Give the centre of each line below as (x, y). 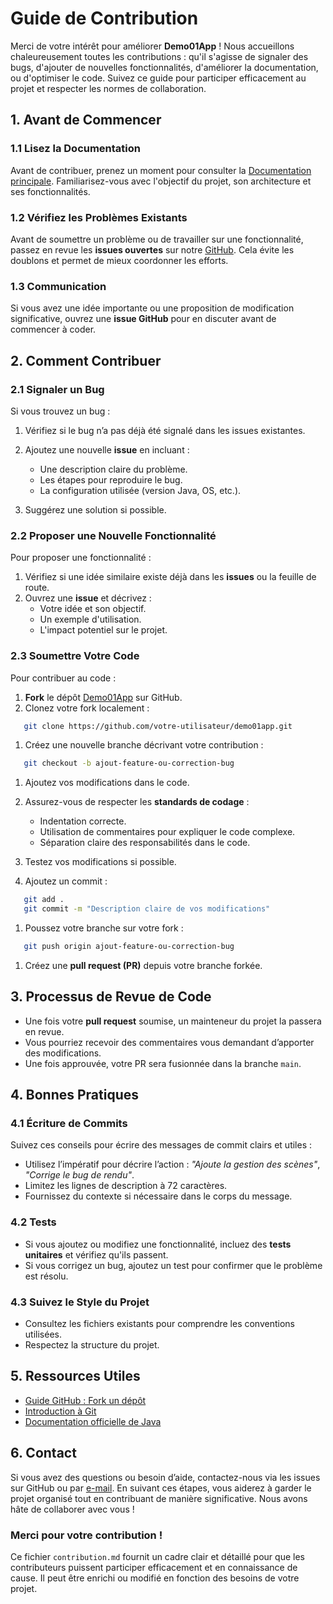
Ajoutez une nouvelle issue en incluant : (107, 449)
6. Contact (43, 1453)
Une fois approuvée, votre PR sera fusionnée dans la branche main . (163, 1063)
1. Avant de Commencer (86, 120)
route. (37, 588)
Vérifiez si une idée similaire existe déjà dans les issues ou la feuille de (170, 577)
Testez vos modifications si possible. (100, 862)
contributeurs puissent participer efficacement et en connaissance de (154, 1567)
